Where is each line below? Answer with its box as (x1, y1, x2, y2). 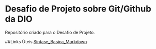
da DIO (5, 13, 33, 24)
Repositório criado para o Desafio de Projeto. (5, 29, 95, 35)
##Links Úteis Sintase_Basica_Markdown (5, 38, 87, 44)
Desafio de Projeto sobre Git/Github (5, 3, 152, 14)
